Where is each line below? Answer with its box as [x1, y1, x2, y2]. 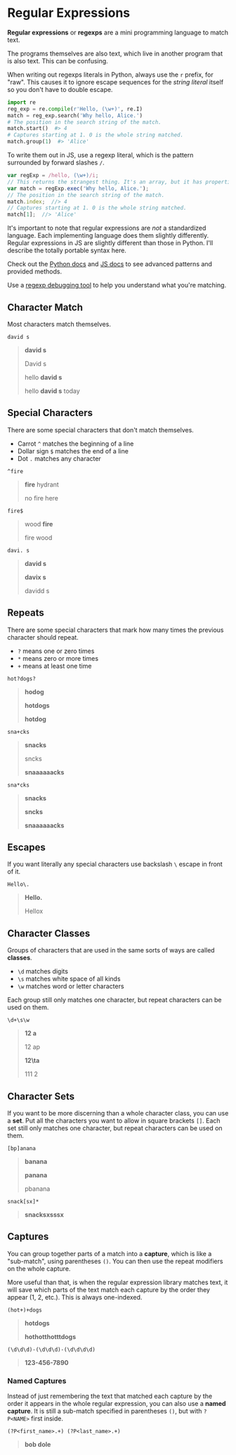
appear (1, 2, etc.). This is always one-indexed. [7, 1293, 143, 1301]
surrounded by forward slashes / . [7, 158, 105, 167]
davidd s [24, 586, 50, 595]
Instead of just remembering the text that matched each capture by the [7, 1392, 213, 1400]
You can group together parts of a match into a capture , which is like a [7, 1249, 212, 1257]
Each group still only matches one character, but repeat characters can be [7, 996, 222, 1004]
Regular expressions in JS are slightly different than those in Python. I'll [7, 239, 214, 247]
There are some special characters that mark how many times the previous [7, 626, 224, 634]
